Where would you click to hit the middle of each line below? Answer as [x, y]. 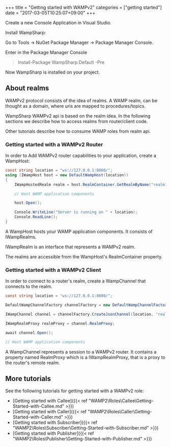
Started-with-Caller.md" [38, 417]
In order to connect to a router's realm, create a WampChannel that [76, 281]
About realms [27, 88]
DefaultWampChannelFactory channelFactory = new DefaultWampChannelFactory [87, 305]
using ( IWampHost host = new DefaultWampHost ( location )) [67, 175]
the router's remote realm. [33, 363]
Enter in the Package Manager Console [46, 52]
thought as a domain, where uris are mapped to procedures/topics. [76, 106]
